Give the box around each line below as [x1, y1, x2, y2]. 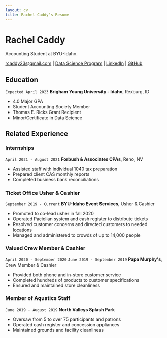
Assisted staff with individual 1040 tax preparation [12, 166, 118, 172]
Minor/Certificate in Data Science [12, 115, 83, 121]
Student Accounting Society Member [12, 104, 90, 110]
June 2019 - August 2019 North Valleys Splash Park [5, 306, 115, 312]
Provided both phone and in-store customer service [12, 272, 121, 278]
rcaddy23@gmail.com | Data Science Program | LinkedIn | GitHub [5, 60, 143, 66]
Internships [5, 144, 35, 152]
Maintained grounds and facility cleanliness [12, 327, 104, 333]
